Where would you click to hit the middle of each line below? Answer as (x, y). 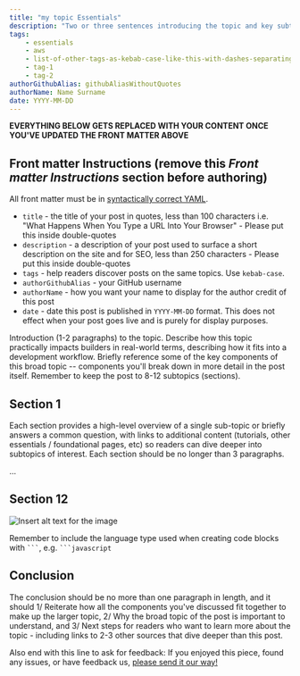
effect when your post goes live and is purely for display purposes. (145, 321)
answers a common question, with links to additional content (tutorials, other (150, 435)
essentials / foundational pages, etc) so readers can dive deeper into (136, 444)
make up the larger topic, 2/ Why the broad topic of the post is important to (147, 616)
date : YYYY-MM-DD (42, 100)
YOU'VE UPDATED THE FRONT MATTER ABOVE (99, 136)
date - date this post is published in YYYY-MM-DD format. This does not (148, 311)
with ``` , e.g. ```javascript (60, 547)
